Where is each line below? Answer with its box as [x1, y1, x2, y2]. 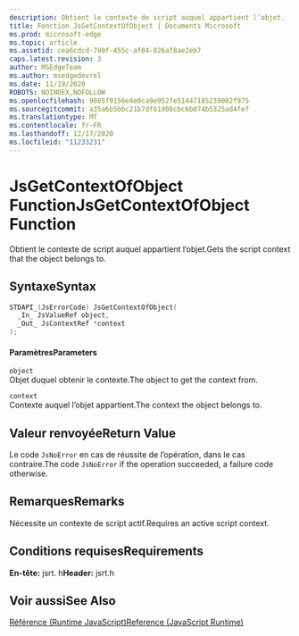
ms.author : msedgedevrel [9, 71, 102, 80]
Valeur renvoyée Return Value [9, 425, 177, 440]
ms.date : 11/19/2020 [9, 79, 87, 88]
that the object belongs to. [9, 253, 106, 264]
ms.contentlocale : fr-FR [9, 121, 102, 130]
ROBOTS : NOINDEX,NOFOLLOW [9, 88, 105, 96]
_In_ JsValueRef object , [17, 311, 110, 320]
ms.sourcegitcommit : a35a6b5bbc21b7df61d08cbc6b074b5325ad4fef [9, 105, 250, 113]
